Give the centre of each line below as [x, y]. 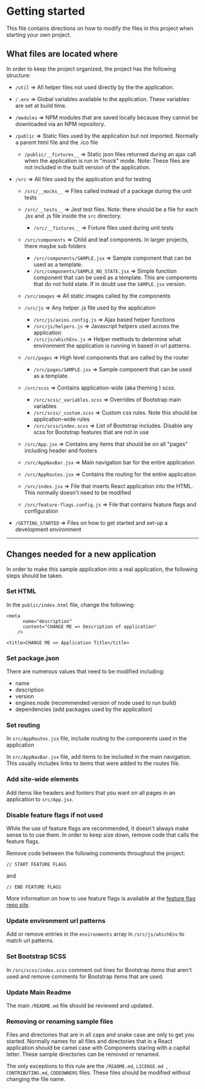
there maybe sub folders [55, 246]
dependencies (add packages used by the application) [84, 709]
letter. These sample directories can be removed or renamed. [83, 1054]
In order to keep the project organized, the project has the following [91, 69]
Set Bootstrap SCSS [36, 957]
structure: [19, 75]
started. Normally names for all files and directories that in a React [89, 1041]
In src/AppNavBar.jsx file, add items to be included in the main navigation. [99, 757]
